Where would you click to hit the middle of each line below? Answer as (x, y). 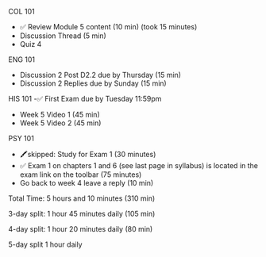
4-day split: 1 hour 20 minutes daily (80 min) (81, 229)
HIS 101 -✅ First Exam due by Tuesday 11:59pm (85, 99)
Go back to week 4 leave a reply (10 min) (87, 183)
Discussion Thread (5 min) (63, 36)
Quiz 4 (31, 44)
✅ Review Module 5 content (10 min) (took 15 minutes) (108, 27)
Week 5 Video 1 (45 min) (60, 115)
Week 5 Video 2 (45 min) (60, 123)
